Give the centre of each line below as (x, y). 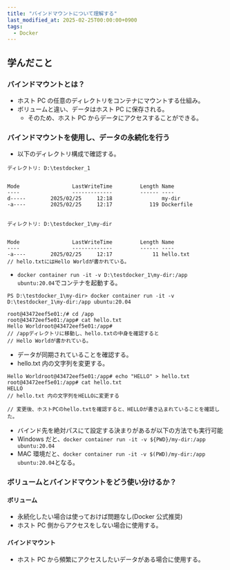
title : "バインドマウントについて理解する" (62, 14)
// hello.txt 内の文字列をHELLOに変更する (63, 396)
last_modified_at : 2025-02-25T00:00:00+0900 (72, 20)
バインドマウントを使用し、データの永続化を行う (89, 137)
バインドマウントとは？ (46, 84)
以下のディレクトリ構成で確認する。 (68, 154)
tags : (15, 26)
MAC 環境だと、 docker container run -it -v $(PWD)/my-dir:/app (111, 454)
